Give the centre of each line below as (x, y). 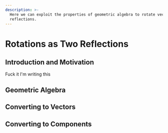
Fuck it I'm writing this (28, 74)
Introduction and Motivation (49, 62)
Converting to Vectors (40, 107)
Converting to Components (48, 124)
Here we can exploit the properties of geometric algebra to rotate (82, 14)
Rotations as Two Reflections (67, 44)
